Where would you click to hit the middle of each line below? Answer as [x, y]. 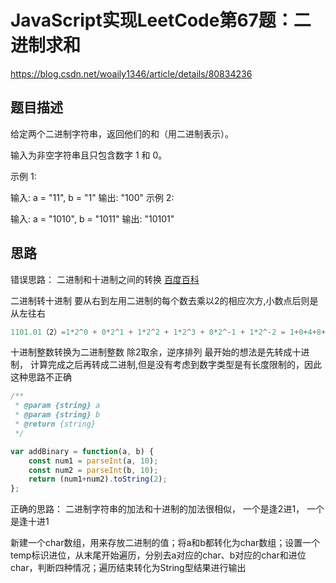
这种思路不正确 [41, 377]
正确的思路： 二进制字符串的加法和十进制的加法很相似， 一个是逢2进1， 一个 [167, 509]
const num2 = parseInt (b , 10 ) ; [93, 470]
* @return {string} [55, 424]
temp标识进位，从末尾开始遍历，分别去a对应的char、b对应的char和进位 [158, 555]
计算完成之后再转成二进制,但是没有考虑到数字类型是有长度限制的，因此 [175, 365]
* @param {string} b [57, 415]
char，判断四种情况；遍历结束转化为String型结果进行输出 [128, 568]
